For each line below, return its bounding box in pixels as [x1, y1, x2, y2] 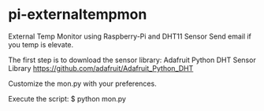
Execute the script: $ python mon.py [8, 94, 126, 103]
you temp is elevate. [8, 39, 74, 49]
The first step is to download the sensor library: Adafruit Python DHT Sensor [8, 55, 256, 65]
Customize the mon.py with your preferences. [8, 79, 157, 88]
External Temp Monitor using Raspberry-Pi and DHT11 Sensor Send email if [8, 31, 252, 41]
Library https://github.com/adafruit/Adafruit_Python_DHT [8, 63, 194, 72]
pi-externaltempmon [8, 6, 147, 24]
